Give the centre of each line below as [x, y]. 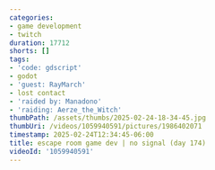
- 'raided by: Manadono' [56, 101]
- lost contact [38, 93]
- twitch [26, 34]
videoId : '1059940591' [52, 151]
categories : [31, 18]
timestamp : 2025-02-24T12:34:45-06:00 [82, 135]
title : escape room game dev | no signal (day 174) [107, 143]
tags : [19, 59]
